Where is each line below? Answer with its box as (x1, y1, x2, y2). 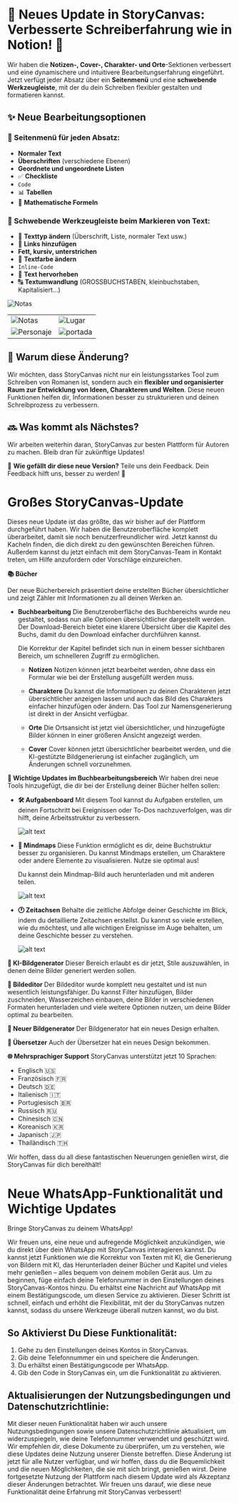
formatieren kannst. (7, 91, 66, 99)
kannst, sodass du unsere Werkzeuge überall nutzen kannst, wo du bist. (7, 1306, 220, 1315)
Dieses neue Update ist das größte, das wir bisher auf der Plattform (7, 517, 205, 526)
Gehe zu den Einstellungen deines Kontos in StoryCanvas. (17, 1346, 189, 1355)
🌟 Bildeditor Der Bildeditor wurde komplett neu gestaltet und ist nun (7, 980, 207, 989)
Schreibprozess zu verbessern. (7, 400, 100, 409)
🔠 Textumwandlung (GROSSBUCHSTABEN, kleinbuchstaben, (17, 277, 200, 286)
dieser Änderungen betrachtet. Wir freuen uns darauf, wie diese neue (7, 1480, 212, 1489)
